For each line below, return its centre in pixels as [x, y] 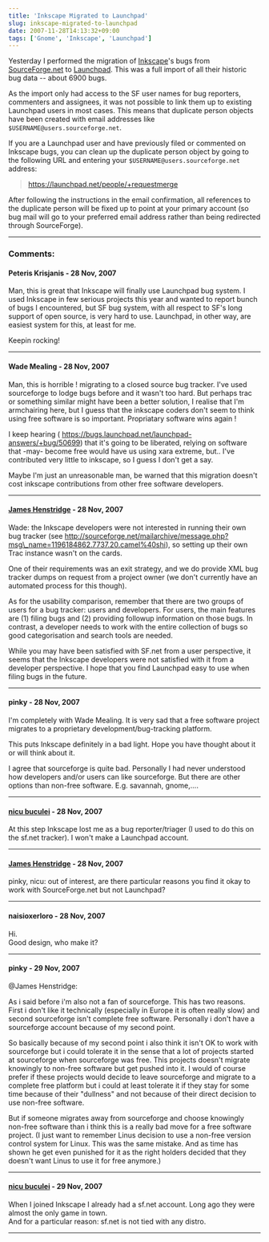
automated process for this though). [68, 585]
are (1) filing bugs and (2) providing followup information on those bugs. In [131, 618]
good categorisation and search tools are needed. [91, 635]
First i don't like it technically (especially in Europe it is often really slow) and [134, 1010]
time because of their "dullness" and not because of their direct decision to [132, 1093]
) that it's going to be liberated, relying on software [163, 442]
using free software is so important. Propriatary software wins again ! [122, 418]
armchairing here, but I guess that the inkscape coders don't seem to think [131, 409]
